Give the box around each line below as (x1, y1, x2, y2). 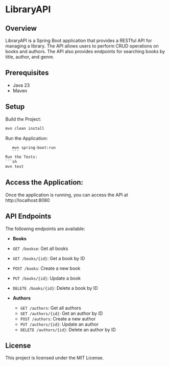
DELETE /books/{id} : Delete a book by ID (12, 285, 98, 291)
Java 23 (12, 82, 30, 88)
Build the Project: (5, 116, 42, 122)
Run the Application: (5, 135, 48, 141)
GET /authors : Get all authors (20, 305, 82, 311)
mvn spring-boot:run (12, 145, 56, 150)
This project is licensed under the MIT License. (5, 355, 104, 361)
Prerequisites (5, 68, 49, 77)
